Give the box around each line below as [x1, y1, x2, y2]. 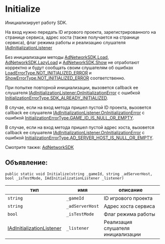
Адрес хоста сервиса [104, 202, 155, 209]
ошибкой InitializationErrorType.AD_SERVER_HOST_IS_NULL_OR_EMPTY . [5, 135, 154, 141]
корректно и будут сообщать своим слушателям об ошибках [5, 65, 134, 71]
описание [118, 186, 143, 193]
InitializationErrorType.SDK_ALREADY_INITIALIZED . [5, 95, 109, 101]
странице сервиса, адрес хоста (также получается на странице [5, 34, 139, 40]
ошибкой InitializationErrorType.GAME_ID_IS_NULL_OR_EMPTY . [5, 115, 134, 121]
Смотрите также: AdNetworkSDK [5, 144, 74, 150]
